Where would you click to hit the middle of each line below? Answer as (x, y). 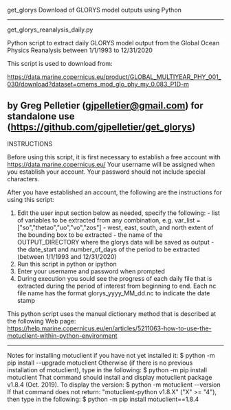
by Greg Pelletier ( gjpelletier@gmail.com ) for (106, 106)
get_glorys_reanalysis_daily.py (50, 30)
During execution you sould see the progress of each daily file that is (114, 278)
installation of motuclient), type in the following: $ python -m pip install (107, 369)
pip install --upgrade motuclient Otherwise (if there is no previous (100, 363)
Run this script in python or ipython (67, 264)
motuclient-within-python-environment (63, 335)
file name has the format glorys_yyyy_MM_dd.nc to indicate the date (113, 293)
